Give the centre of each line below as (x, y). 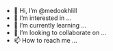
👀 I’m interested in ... (42, 18)
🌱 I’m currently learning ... (50, 25)
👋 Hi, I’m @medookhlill (45, 11)
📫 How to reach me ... (45, 40)
